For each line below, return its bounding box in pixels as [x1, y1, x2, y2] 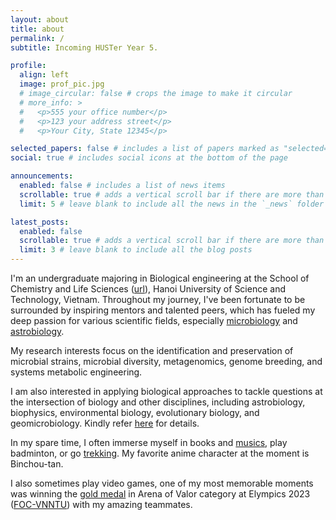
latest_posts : [10, 217, 70, 227]
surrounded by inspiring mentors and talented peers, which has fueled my [10, 304, 316, 316]
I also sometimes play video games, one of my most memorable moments [10, 477, 314, 489]
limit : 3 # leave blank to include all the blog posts [19, 245, 253, 255]
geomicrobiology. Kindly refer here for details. [10, 417, 200, 429]
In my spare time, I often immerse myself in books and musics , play [10, 437, 288, 448]
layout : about [10, 14, 70, 25]
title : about [10, 24, 65, 34]
